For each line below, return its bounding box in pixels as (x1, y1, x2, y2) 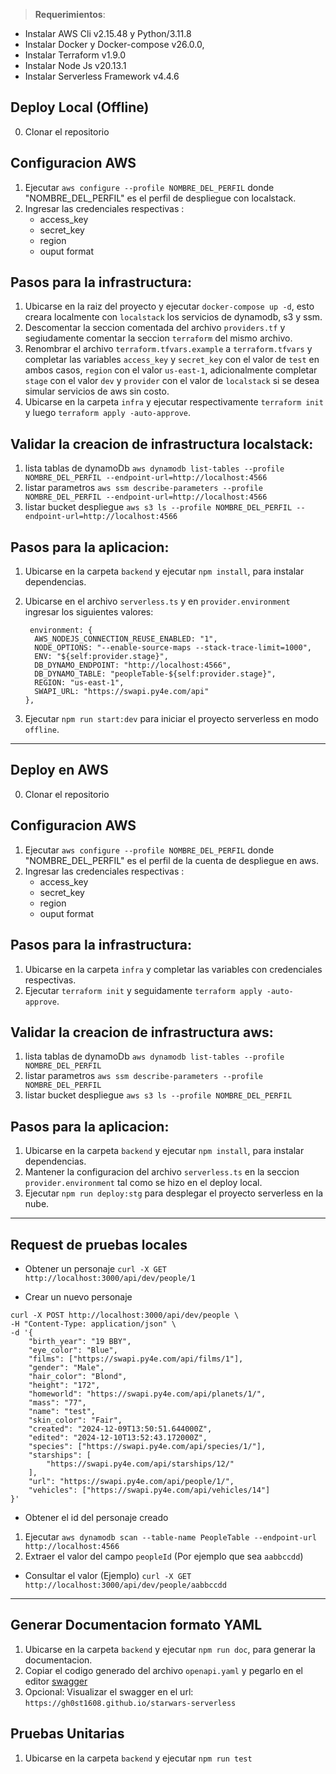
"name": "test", (28, 1406, 97, 1416)
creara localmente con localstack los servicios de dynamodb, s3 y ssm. (24, 311, 323, 323)
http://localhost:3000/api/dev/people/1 (24, 1273, 196, 1283)
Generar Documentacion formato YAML (10, 1617, 263, 1634)
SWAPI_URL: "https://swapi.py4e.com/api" (34, 687, 210, 697)
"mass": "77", (28, 1397, 87, 1408)
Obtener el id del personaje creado (24, 1511, 169, 1523)
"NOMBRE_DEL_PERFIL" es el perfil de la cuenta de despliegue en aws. (24, 854, 319, 866)
